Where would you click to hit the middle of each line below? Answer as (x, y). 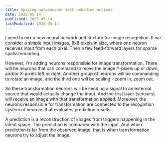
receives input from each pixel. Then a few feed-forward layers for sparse (81, 48)
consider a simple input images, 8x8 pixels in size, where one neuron (76, 43)
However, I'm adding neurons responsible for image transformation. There (81, 63)
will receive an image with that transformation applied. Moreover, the (76, 99)
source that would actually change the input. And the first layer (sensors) (80, 94)
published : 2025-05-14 (29, 19)
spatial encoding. (23, 54)
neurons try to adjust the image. (38, 135)
